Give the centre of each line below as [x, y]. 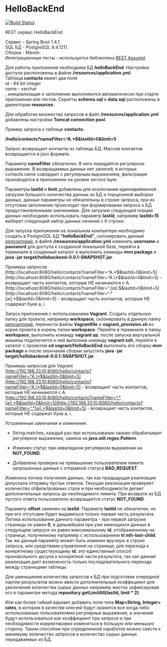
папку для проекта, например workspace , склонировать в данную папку [83, 319]
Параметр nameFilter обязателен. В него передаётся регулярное [75, 163]
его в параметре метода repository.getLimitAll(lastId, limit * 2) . [73, 593]
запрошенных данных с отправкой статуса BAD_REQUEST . [75, 468]
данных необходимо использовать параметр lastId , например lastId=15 [82, 216]
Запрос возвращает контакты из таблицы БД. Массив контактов [74, 148]
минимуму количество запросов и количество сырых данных [71, 634]
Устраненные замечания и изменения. [46, 423]
